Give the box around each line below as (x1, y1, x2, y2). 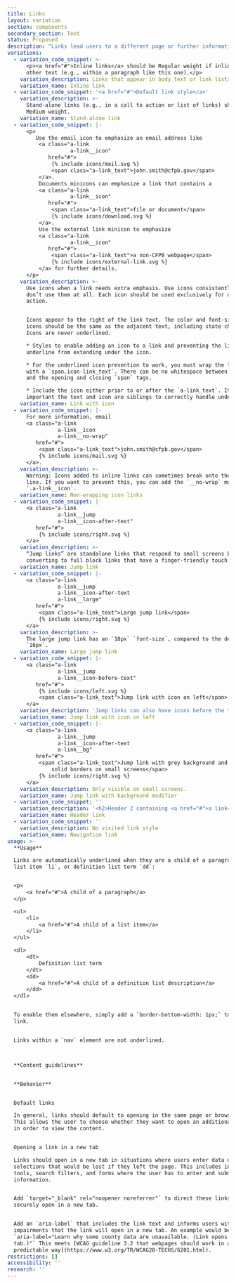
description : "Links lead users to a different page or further (7, 43, 199, 50)
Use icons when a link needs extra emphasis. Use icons (25, 284, 193, 291)
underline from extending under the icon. (25, 348, 152, 355)
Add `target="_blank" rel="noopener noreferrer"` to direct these (13, 1195, 212, 1202)
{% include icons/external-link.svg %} (51, 258, 169, 266)
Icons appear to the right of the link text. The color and (25, 317, 206, 324)
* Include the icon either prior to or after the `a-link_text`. (25, 387, 221, 394)
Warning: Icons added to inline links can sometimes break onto (25, 472, 218, 479)
